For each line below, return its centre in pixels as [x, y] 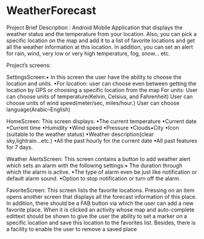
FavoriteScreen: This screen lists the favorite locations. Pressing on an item [100, 190]
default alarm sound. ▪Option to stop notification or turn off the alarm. [93, 178]
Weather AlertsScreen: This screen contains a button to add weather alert [98, 159]
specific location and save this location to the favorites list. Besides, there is [101, 223]
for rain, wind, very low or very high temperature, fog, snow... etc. [88, 53]
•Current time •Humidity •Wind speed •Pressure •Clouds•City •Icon [93, 127]
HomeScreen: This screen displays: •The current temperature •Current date [102, 121]
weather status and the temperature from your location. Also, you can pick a [102, 34]
